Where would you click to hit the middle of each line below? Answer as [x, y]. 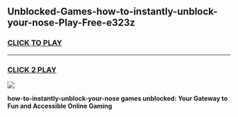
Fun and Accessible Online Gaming [60, 106]
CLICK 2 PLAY [32, 69]
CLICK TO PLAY [35, 43]
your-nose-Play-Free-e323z [72, 23]
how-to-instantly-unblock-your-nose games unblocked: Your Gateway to [118, 98]
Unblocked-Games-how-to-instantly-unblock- [113, 12]
